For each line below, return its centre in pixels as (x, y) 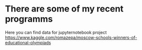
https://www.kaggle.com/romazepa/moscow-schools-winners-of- (71, 37)
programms (29, 19)
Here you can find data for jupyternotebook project (56, 32)
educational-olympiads (28, 42)
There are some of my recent (64, 9)
